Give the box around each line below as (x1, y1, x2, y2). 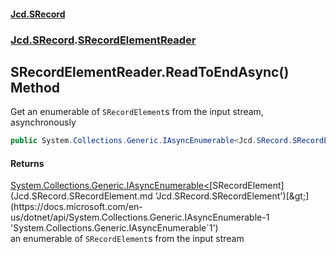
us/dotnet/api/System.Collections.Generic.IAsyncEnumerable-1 (10, 211, 270, 224)
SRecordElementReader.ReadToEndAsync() (10, 63, 290, 80)
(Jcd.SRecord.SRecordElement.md (10, 190, 153, 202)
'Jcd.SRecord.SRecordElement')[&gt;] (154, 190, 310, 202)
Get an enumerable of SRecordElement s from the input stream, (10, 106, 264, 118)
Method (10, 79, 61, 96)
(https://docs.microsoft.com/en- (10, 201, 143, 213)
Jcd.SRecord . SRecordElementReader (10, 33, 197, 47)
